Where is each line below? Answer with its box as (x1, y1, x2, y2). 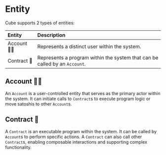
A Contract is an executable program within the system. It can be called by (5, 128, 157, 134)
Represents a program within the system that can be (37, 54, 159, 61)
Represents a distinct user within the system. (37, 43, 142, 50)
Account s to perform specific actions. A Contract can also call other (5, 134, 142, 140)
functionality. (5, 144, 32, 150)
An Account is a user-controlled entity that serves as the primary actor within (5, 90, 161, 96)
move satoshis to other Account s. (5, 101, 72, 107)
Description (37, 31, 66, 38)
